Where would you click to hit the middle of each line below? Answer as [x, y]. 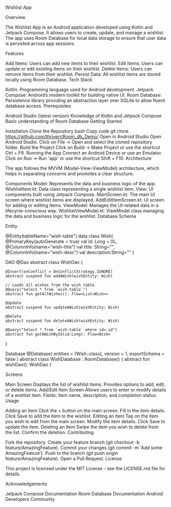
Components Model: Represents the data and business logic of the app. [81, 183]
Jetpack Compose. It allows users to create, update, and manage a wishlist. [85, 32]
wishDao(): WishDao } [29, 365]
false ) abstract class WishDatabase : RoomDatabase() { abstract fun [78, 359]
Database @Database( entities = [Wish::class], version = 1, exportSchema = [85, 354]
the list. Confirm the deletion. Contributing [50, 432]
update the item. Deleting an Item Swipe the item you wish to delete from [82, 427]
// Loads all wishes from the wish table [50, 285]
